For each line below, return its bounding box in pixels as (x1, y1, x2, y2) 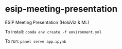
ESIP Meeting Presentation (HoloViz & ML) (5, 19, 90, 25)
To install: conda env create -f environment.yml (5, 29, 102, 34)
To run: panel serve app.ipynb (5, 38, 67, 44)
